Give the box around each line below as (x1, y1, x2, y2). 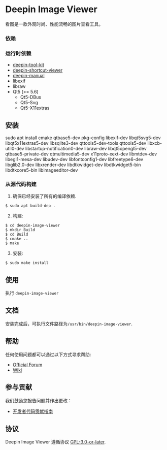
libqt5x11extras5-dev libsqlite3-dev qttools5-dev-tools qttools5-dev (5, 140, 147, 146)
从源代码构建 (5, 180, 37, 187)
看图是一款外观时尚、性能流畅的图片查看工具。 (5, 21, 103, 27)
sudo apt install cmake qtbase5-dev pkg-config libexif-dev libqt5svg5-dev (5, 135, 161, 141)
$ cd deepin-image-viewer (5, 223, 60, 228)
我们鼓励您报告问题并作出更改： (5, 397, 72, 403)
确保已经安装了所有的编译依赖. (12, 193, 77, 199)
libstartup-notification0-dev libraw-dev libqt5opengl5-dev (25, 145, 147, 151)
